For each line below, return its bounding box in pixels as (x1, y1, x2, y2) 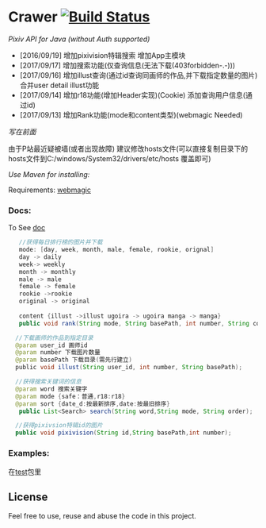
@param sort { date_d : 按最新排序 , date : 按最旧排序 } (15, 399, 170, 408)
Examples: (8, 448, 50, 459)
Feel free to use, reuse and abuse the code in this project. (8, 511, 196, 521)
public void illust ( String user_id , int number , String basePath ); (15, 364, 243, 372)
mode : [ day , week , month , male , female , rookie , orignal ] (18, 246, 215, 254)
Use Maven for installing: (8, 169, 90, 179)
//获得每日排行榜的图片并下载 (18, 238, 103, 246)
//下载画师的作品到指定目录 (15, 333, 93, 341)
